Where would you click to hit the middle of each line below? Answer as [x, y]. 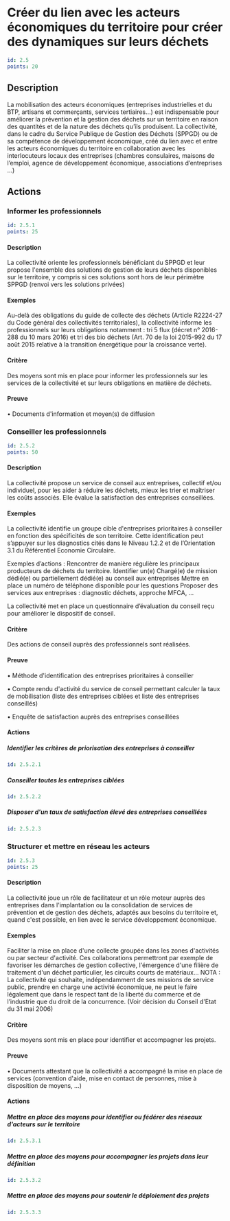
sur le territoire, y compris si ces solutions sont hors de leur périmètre [106, 277]
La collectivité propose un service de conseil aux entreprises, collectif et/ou [114, 483]
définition [21, 1163]
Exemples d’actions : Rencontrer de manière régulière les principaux [104, 563]
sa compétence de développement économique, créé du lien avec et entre [113, 141]
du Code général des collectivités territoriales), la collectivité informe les [110, 323]
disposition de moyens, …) [45, 1085]
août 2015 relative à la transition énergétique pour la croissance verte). [107, 345]
